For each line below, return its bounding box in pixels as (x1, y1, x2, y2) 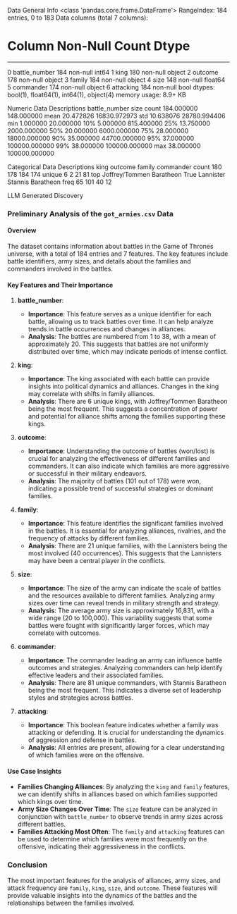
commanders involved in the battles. (7, 264, 113, 273)
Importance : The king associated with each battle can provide (28, 375, 210, 383)
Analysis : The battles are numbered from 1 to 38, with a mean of (28, 333, 217, 341)
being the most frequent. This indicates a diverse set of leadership (28, 686, 221, 695)
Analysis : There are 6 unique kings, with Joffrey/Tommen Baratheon (28, 397, 228, 406)
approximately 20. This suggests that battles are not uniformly (28, 340, 209, 348)
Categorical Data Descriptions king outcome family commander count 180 (7, 162, 222, 171)
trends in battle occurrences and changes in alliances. (28, 325, 186, 333)
